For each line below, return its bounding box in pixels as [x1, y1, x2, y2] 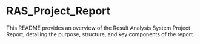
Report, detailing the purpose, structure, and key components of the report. [6, 30, 195, 37]
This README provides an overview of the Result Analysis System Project [6, 24, 191, 31]
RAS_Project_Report [6, 4, 111, 18]
